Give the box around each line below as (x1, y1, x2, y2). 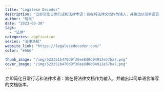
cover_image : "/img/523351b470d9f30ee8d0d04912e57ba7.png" (5, 62, 128, 67)
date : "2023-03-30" (5, 21, 45, 26)
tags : (5, 25, 16, 30)
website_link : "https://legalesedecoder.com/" (5, 44, 102, 48)
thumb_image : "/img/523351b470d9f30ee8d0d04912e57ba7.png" (5, 57, 128, 62)
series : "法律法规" (5, 39, 42, 44)
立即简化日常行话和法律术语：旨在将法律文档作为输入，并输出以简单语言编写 (5, 75, 159, 81)
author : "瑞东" (5, 16, 35, 21)
